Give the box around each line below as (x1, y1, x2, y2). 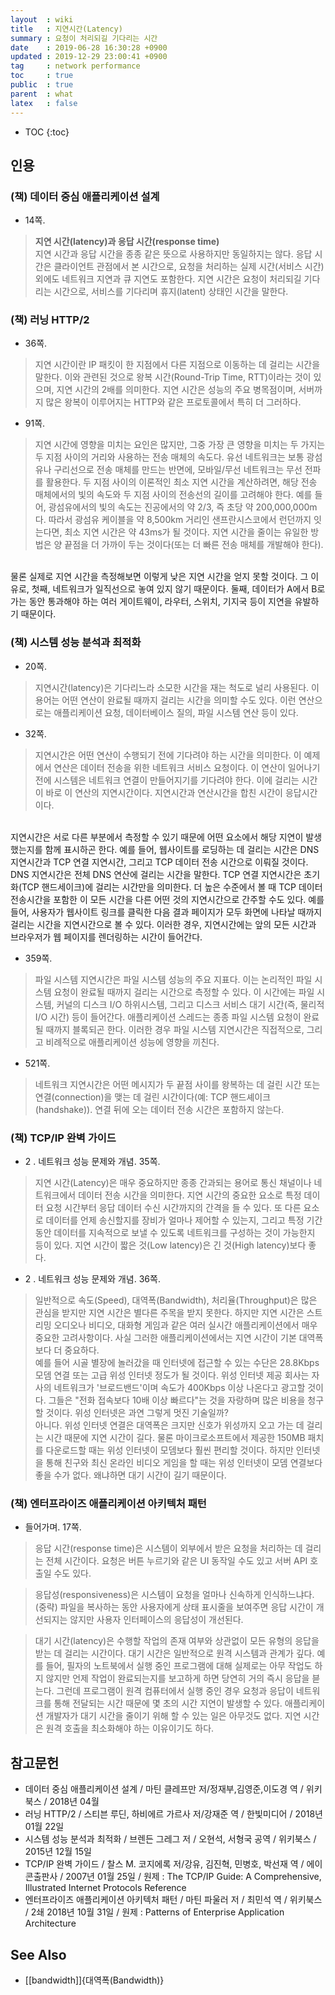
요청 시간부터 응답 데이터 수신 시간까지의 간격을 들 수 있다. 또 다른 (45, 1202, 302, 1214)
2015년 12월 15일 (24, 1846, 92, 1858)
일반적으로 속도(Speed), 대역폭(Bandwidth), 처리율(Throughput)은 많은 (34, 1294, 318, 1306)
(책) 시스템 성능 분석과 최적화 (10, 636, 142, 650)
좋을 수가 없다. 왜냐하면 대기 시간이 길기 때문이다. (34, 1469, 227, 1481)
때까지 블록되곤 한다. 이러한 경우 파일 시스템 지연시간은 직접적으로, (45, 1023, 305, 1035)
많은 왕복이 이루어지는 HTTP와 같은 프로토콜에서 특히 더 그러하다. (45, 396, 302, 408)
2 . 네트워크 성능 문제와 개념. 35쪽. (24, 1156, 161, 1168)
